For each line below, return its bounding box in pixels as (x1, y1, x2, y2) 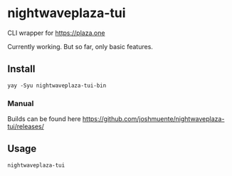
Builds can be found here (7, 115, 81, 123)
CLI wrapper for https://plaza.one (7, 29, 105, 37)
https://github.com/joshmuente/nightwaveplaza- (82, 115, 225, 123)
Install (7, 63, 36, 76)
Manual (7, 98, 34, 108)
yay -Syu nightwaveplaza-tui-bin (7, 82, 107, 89)
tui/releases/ (7, 123, 45, 131)
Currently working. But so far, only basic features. (7, 42, 153, 51)
